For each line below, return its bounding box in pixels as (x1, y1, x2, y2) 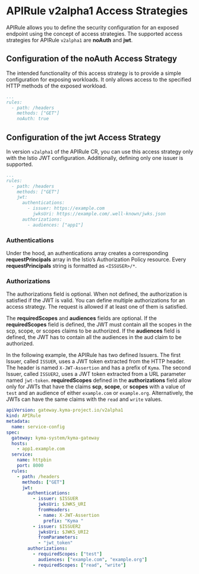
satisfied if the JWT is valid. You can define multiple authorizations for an (6, 297, 185, 304)
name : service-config (11, 424, 65, 429)
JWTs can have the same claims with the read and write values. (6, 396, 163, 403)
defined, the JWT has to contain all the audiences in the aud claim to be (6, 334, 182, 341)
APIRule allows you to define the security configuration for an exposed (6, 24, 179, 31)
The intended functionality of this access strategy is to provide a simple (6, 70, 181, 77)
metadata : (6, 418, 31, 425)
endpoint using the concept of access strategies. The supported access (6, 30, 183, 37)
